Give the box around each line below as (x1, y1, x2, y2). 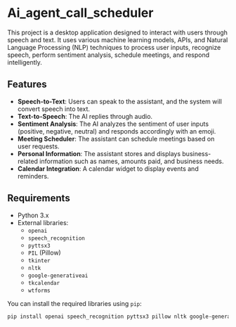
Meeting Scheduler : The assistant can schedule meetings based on (17, 134, 215, 143)
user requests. (17, 142, 60, 150)
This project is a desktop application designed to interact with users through (7, 28, 228, 37)
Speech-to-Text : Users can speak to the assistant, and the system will (17, 97, 223, 105)
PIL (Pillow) (27, 248, 61, 257)
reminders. (17, 172, 49, 180)
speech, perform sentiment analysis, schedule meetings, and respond (7, 51, 210, 59)
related (17, 157, 39, 165)
